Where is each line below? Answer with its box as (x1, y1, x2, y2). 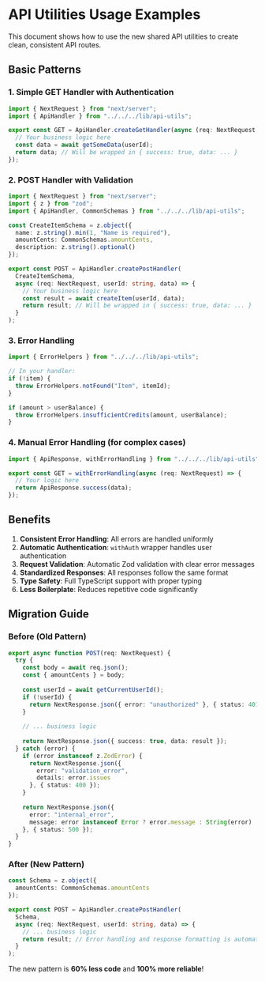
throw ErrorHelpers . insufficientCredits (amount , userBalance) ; (15, 411, 227, 419)
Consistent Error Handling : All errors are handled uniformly (19, 534, 215, 543)
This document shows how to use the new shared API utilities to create (8, 32, 239, 41)
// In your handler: (8, 368, 77, 375)
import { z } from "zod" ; (8, 199, 93, 207)
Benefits (8, 513, 51, 526)
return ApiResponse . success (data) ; (15, 484, 132, 492)
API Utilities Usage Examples (8, 6, 201, 24)
